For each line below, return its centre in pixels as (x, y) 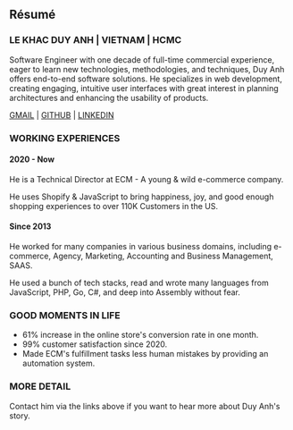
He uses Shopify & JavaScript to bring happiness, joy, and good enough (142, 197)
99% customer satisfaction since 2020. (95, 344)
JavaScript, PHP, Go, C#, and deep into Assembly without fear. (125, 292)
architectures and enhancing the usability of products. (109, 97)
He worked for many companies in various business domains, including (141, 247)
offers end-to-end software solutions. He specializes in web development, (146, 79)
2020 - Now (32, 159)
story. (20, 416)
